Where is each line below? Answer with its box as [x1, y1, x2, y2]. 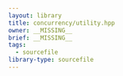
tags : [8, 41, 26, 49]
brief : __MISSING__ [8, 33, 73, 42]
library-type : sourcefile [8, 56, 94, 64]
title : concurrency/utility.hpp [8, 19, 115, 27]
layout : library [8, 11, 62, 20]
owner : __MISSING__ [8, 26, 73, 34]
